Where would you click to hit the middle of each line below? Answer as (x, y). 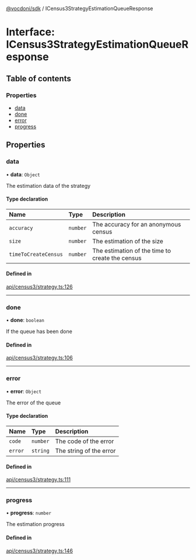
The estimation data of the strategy (48, 185)
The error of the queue (34, 403)
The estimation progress (36, 524)
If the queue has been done (39, 331)
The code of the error (85, 441)
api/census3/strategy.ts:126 (39, 287)
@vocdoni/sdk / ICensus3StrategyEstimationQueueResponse (80, 8)
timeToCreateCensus (36, 254)
